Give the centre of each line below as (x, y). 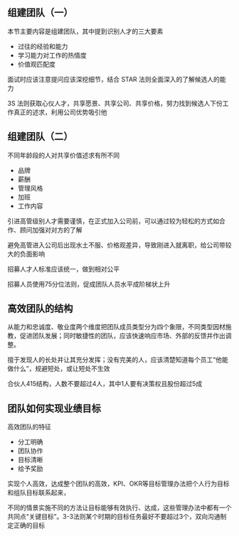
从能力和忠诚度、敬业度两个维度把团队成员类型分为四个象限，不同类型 (110, 327)
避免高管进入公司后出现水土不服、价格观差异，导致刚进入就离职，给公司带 (116, 245)
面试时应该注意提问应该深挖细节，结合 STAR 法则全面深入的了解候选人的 (114, 79)
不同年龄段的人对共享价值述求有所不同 (63, 155)
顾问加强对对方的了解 (51, 230)
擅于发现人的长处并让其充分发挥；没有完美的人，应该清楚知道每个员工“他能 (118, 360)
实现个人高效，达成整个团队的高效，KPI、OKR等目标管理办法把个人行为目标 (118, 484)
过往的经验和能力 (43, 46)
